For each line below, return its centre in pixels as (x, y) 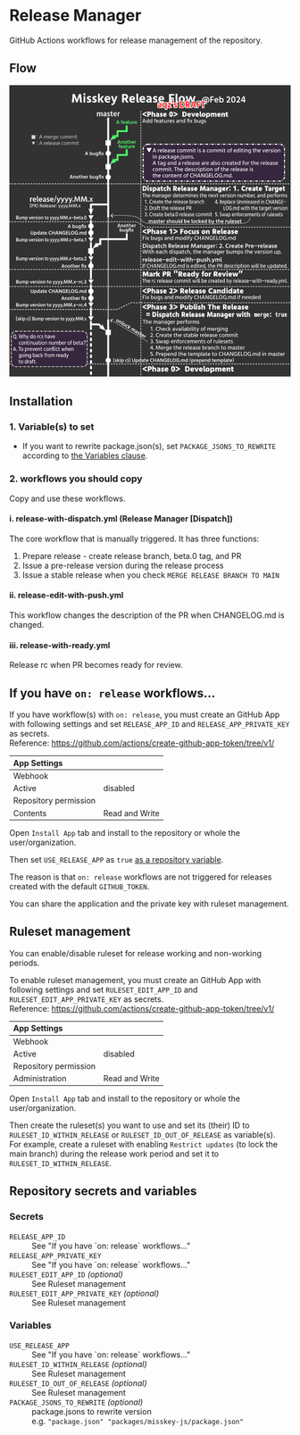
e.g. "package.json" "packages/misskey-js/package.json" (137, 1421)
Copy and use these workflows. (68, 498)
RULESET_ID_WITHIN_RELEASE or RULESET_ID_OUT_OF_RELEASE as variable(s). (142, 1134)
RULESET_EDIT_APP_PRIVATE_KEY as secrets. (87, 999)
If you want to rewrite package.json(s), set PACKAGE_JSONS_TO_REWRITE (149, 446)
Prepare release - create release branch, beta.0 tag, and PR (132, 555)
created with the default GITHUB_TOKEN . (79, 886)
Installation (41, 401)
